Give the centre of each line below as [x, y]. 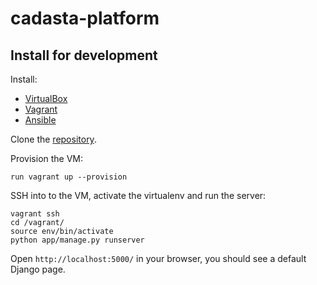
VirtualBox [46, 98]
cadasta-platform [85, 18]
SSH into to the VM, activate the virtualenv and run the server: [138, 195]
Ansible [40, 120]
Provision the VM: [47, 158]
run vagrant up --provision [69, 177]
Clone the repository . [53, 139]
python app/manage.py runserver [77, 240]
